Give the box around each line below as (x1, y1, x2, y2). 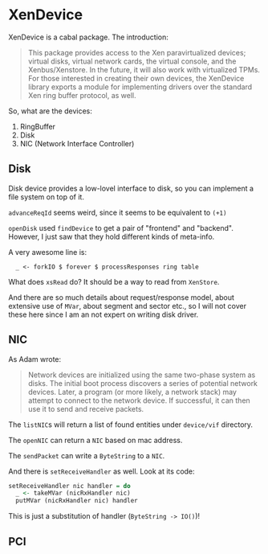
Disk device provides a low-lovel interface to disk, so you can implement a (8, 183, 254, 193)
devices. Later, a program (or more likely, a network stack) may (27, 387, 237, 396)
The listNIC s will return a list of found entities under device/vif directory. (8, 420, 254, 429)
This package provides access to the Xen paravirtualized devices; (27, 47, 246, 57)
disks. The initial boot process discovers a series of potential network (27, 378, 258, 388)
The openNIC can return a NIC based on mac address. (8, 435, 183, 445)
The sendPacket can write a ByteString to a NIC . (8, 450, 165, 460)
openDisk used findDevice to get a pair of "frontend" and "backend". (8, 223, 234, 232)
